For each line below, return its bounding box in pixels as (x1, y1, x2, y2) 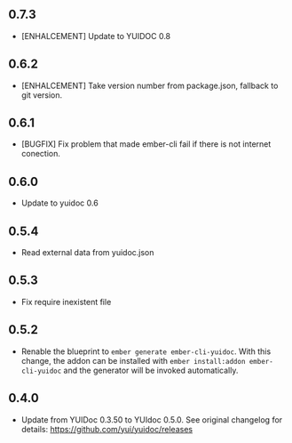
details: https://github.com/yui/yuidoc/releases (20, 423, 193, 434)
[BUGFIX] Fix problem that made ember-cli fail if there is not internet (20, 139, 272, 149)
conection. (20, 149, 61, 159)
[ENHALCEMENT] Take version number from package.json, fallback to (20, 80, 279, 91)
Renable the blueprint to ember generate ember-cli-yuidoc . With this (20, 346, 272, 357)
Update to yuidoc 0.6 (20, 197, 99, 208)
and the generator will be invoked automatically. (63, 365, 239, 375)
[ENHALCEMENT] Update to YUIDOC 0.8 (20, 30, 171, 41)
